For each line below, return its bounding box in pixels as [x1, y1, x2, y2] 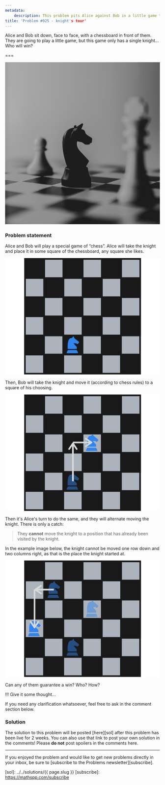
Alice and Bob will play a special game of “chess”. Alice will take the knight [5, 243, 156, 249]
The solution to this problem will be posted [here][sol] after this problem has [5, 730, 159, 736]
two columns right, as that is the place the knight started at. [5, 550, 126, 556]
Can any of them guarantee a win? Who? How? [5, 682, 100, 687]
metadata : [5, 8, 26, 13]
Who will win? [5, 43, 33, 49]
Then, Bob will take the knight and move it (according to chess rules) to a [5, 379, 153, 385]
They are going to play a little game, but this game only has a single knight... [5, 37, 159, 44]
